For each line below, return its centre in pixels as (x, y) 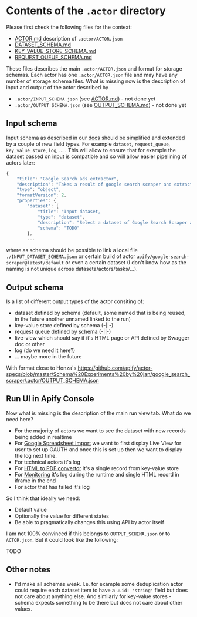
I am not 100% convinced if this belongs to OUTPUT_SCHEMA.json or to (88, 534)
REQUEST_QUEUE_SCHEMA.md (53, 57)
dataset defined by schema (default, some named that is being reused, (100, 313)
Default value (30, 509)
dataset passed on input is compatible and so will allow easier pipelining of (96, 156)
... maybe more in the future (48, 356)
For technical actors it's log (47, 462)
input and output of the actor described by (57, 87)
